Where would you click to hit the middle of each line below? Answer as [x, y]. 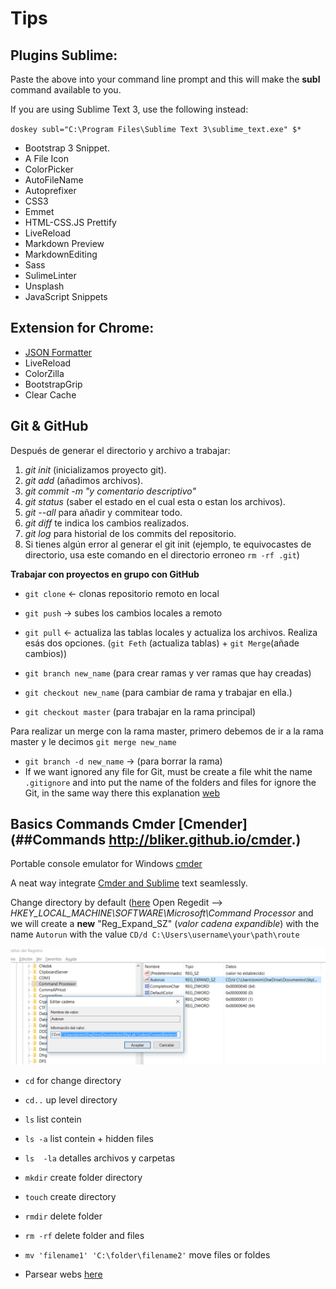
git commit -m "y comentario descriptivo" [110, 491]
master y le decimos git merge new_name [93, 741]
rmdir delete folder [63, 1216]
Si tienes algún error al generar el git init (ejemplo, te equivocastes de [168, 544]
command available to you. [66, 90]
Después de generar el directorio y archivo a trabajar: [120, 450]
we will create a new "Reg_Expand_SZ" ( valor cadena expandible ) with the [165, 924]
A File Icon [46, 158]
